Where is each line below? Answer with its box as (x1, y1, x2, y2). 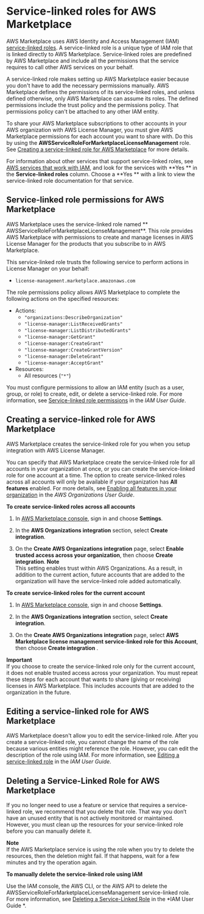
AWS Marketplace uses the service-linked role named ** (6, 220, 148, 227)
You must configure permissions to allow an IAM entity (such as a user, (6, 383, 185, 391)
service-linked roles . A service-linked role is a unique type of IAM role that (6, 44, 193, 51)
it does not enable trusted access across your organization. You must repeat (6, 669, 198, 676)
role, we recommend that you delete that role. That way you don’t (23, 808, 187, 816)
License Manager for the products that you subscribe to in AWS (6, 240, 166, 247)
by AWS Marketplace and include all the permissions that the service (6, 57, 179, 64)
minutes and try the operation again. (6, 859, 97, 866)
